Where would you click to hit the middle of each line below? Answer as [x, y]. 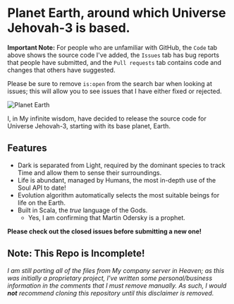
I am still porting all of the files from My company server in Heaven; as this [116, 270]
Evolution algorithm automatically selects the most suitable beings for [118, 195]
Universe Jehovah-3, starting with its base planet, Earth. [89, 126]
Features [27, 148]
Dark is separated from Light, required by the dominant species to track [121, 165]
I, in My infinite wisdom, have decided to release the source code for [107, 118]
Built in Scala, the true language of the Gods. [82, 210]
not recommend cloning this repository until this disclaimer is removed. [111, 293]
